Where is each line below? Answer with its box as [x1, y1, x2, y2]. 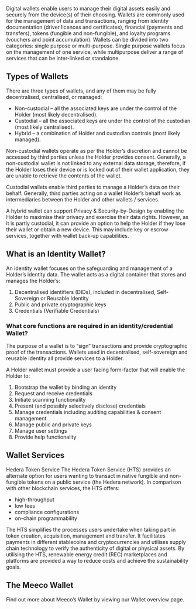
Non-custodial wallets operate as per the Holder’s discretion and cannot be [6, 147, 187, 154]
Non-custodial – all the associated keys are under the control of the [14, 105, 177, 112]
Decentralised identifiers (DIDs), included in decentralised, [14, 288, 156, 295]
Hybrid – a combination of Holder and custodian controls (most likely [14, 129, 180, 136]
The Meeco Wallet [6, 580, 74, 590]
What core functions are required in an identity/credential [6, 321, 173, 330]
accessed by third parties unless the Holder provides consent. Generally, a [6, 153, 186, 160]
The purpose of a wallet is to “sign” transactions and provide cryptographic [6, 342, 188, 349]
